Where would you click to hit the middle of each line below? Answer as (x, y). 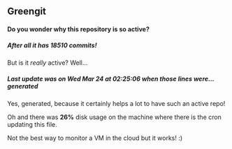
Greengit (27, 11)
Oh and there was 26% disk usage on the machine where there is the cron (114, 117)
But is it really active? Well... (48, 63)
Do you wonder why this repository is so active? (79, 29)
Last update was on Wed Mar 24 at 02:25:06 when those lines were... (111, 79)
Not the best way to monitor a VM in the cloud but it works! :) (95, 138)
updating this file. (32, 124)
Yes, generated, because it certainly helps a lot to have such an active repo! (116, 103)
